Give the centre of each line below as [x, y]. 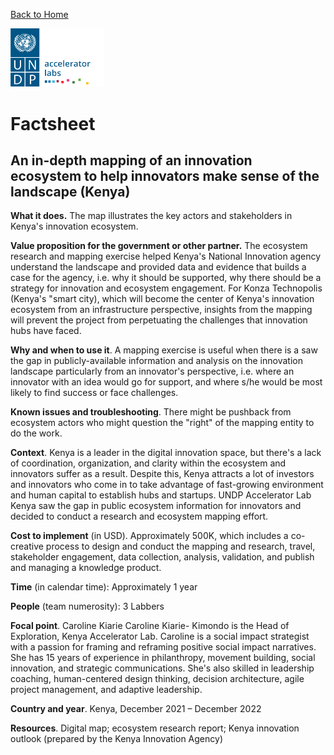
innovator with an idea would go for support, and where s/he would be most [166, 382]
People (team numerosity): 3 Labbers [87, 606]
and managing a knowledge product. [86, 568]
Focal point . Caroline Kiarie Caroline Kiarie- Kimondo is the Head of [150, 626]
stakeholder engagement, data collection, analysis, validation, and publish [162, 557]
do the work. [36, 433]
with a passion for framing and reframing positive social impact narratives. [163, 647]
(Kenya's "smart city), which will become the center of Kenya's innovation [162, 299]
